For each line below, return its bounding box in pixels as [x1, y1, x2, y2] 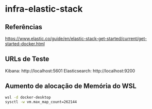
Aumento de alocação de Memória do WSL [5, 82, 137, 91]
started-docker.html [5, 41, 45, 47]
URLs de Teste [5, 55, 50, 63]
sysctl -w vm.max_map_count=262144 [5, 99, 77, 104]
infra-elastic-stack [5, 3, 83, 15]
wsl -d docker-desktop [5, 95, 51, 100]
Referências [5, 23, 43, 31]
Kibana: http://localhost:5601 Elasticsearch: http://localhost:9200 [5, 68, 135, 73]
